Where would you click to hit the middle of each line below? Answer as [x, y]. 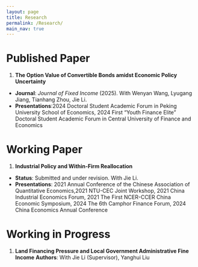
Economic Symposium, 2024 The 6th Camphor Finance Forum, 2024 [101, 204]
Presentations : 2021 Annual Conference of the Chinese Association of [102, 184]
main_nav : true [25, 29]
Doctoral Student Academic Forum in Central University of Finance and [103, 119]
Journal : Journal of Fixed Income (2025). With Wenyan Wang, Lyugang [104, 93]
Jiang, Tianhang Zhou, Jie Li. [51, 99]
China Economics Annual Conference [61, 210]
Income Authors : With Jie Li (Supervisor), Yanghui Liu [82, 257]
